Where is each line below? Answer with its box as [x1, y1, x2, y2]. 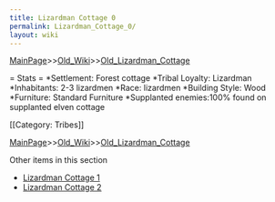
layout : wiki [9, 30, 59, 39]
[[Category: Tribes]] [9, 119, 85, 130]
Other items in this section [9, 155, 107, 166]
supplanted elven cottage [9, 102, 106, 113]
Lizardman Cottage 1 [22, 172, 100, 183]
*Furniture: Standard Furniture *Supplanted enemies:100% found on [9, 92, 267, 103]
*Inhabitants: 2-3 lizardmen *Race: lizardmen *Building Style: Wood [9, 83, 267, 94]
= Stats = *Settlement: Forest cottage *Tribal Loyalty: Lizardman [9, 73, 252, 84]
